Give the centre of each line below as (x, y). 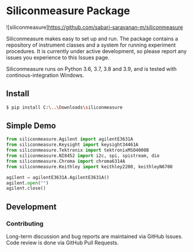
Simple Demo (31, 126)
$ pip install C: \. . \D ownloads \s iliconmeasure (64, 107)
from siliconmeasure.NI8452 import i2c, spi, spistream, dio (83, 156)
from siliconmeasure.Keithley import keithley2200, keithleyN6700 (89, 166)
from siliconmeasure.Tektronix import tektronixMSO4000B (78, 150)
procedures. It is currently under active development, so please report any (97, 51)
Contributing (25, 224)
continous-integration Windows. (45, 75)
